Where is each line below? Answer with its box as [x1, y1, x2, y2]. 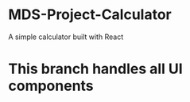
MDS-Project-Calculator [8, 6, 173, 24]
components [8, 77, 94, 95]
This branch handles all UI [8, 60, 183, 78]
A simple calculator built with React [8, 32, 124, 41]
